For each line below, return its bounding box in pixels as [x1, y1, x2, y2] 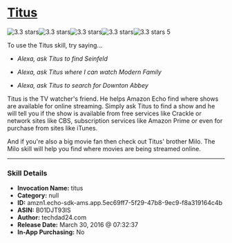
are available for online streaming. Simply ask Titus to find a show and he [7, 101, 215, 110]
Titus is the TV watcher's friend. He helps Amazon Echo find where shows [7, 95, 219, 103]
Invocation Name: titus [17, 184, 84, 193]
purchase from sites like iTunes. [7, 124, 98, 132]
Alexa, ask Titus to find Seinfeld [17, 54, 108, 63]
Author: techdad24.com [17, 213, 87, 222]
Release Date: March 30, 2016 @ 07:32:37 [17, 221, 139, 229]
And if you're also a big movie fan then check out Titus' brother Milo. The [7, 137, 215, 146]
